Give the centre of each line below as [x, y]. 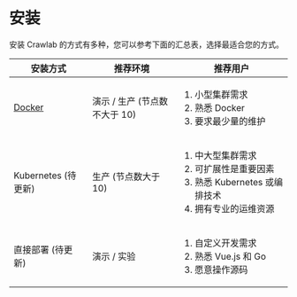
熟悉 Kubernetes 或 [234, 182]
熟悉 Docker [220, 107]
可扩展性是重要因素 [234, 168]
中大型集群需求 [225, 155]
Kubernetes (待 [45, 176]
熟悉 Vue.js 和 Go [230, 256]
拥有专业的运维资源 [234, 208]
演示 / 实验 [114, 256]
